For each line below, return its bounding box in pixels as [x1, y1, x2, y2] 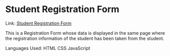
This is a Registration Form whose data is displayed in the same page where [5, 30, 165, 36]
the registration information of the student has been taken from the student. [5, 35, 164, 41]
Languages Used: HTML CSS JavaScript [5, 45, 90, 51]
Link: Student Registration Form [5, 20, 72, 26]
